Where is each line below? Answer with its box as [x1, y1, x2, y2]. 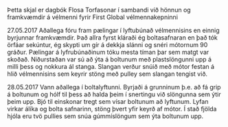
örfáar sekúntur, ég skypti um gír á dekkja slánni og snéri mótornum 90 [7, 41, 208, 48]
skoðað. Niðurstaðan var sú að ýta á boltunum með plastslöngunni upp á [7, 55, 212, 63]
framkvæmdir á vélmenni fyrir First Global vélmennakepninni [7, 13, 179, 21]
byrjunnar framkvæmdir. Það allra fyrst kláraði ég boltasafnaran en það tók [7, 33, 218, 42]
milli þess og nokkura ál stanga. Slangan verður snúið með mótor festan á [7, 63, 215, 70]
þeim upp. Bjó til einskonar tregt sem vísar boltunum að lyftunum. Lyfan [7, 98, 209, 105]
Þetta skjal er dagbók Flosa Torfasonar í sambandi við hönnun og [7, 6, 191, 14]
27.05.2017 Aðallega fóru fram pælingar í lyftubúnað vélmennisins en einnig [7, 27, 220, 34]
